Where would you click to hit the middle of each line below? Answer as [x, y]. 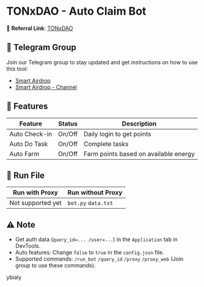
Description [139, 124]
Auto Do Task [29, 144]
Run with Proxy [35, 193]
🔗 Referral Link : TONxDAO [40, 28]
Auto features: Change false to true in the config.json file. [89, 253]
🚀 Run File [25, 175]
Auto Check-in [31, 134]
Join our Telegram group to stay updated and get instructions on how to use [102, 62]
